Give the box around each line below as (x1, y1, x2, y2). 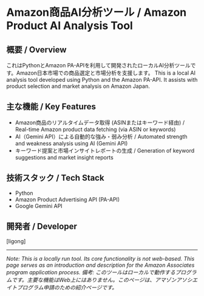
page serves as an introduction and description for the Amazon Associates (6, 261, 195, 269)
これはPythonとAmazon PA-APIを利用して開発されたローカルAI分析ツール (6, 62, 191, 69)
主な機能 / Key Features (6, 101, 96, 112)
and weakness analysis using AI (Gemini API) (15, 140, 128, 147)
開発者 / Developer (6, 221, 77, 232)
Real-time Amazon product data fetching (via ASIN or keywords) (15, 126, 176, 133)
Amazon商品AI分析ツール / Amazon (6, 5, 187, 19)
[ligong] (6, 238, 26, 245)
